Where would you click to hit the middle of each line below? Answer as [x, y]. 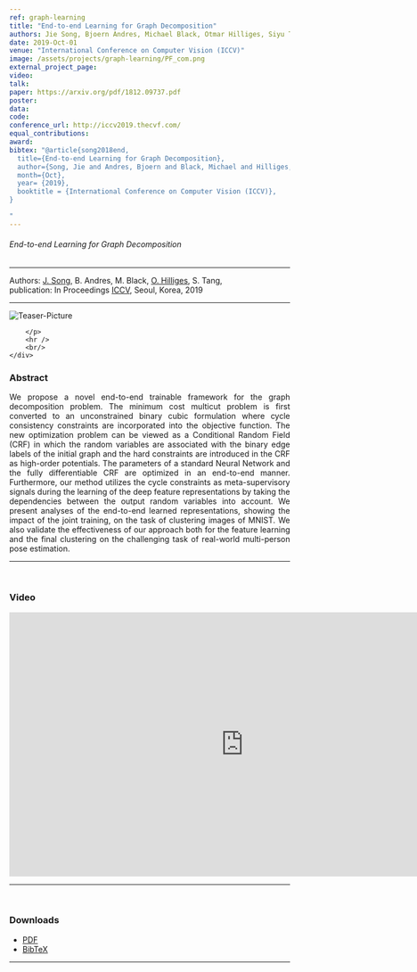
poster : [24, 100]
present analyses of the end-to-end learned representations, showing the [150, 511]
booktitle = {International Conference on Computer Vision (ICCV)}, [147, 192]
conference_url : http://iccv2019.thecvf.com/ [95, 126]
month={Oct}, [41, 175]
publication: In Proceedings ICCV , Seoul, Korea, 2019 [106, 290]
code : [19, 117]
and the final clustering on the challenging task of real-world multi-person [150, 540]
